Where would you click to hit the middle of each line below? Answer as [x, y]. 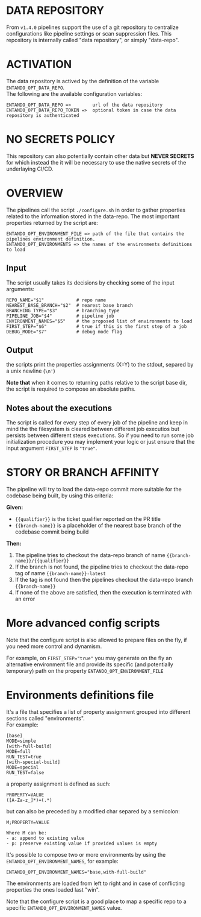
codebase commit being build [52, 532]
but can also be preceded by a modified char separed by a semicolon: [93, 811]
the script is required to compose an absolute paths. [71, 389]
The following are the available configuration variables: [74, 93]
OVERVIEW [35, 193]
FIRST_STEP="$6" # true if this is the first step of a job [97, 326]
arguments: [20, 289]
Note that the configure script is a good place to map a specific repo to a [96, 901]
